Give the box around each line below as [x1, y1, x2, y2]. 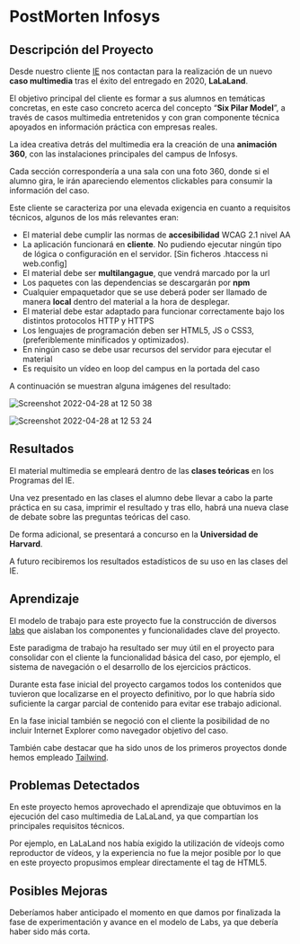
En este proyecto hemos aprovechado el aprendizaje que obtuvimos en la [9, 802, 281, 813]
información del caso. [9, 185, 90, 195]
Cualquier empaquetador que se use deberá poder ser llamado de [22, 287, 268, 298]
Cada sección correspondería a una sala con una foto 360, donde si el [9, 166, 269, 176]
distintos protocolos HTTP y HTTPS [22, 316, 154, 325]
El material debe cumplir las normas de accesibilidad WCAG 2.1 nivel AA [22, 229, 291, 240]
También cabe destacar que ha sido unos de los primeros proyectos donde [9, 742, 287, 753]
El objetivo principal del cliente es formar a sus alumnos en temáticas [9, 93, 266, 103]
